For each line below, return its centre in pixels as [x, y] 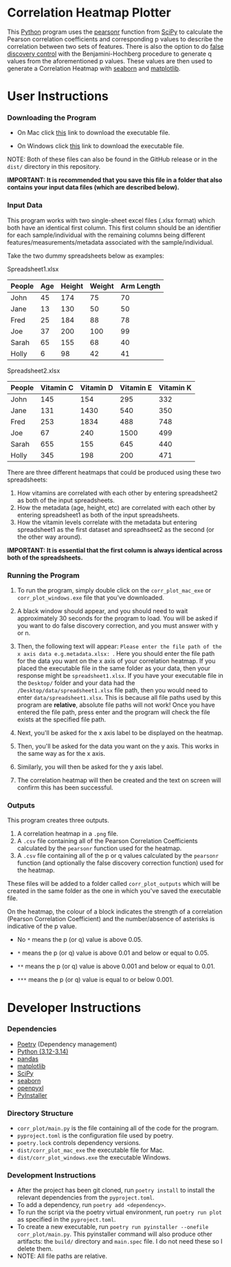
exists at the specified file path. [62, 720]
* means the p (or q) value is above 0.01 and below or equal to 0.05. [113, 953]
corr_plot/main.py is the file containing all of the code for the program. [118, 1129]
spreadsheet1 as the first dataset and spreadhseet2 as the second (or [115, 529]
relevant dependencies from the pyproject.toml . [86, 1197]
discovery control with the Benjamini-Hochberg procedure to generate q [109, 54]
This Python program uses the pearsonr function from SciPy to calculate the [115, 32]
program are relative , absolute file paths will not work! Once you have [116, 705]
